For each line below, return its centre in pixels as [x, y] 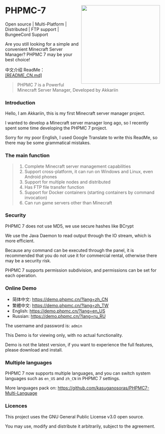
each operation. [21, 275]
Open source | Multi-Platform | [36, 24]
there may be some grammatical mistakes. [48, 143]
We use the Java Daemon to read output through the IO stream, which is [78, 235]
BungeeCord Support [27, 34]
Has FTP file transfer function [54, 187]
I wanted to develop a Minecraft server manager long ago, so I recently [77, 123]
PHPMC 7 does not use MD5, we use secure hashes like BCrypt [69, 226]
